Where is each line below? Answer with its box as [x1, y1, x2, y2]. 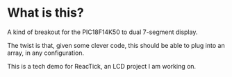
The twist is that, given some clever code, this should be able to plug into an [7, 41, 225, 49]
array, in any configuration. [7, 49, 85, 57]
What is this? [7, 5, 85, 21]
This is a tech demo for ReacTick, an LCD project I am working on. [7, 62, 197, 70]
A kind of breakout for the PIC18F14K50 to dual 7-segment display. [7, 28, 198, 36]
